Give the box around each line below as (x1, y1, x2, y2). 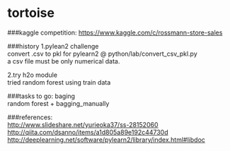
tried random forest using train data (7, 78, 111, 86)
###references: (7, 113, 53, 121)
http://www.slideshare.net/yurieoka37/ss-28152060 (7, 120, 159, 128)
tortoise (7, 5, 55, 21)
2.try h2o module (7, 71, 58, 79)
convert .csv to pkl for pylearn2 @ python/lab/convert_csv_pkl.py (7, 49, 197, 58)
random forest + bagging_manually (7, 99, 110, 107)
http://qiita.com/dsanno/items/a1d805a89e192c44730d (7, 128, 168, 136)
